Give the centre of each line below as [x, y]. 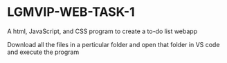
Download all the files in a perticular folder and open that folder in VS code [113, 44]
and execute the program [43, 52]
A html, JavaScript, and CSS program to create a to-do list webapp [102, 31]
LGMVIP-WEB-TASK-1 [71, 12]
